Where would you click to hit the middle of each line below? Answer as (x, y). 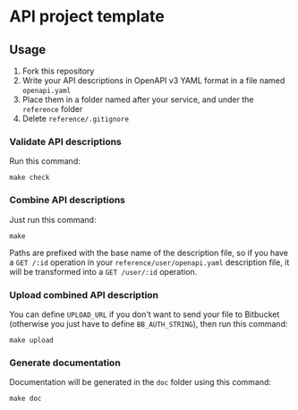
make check (30, 178)
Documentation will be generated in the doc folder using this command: (140, 382)
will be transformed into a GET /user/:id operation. (103, 271)
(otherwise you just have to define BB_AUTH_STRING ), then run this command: (149, 323)
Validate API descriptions (66, 141)
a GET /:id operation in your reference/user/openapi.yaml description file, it (149, 262)
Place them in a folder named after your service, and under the (138, 99)
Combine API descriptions (68, 201)
